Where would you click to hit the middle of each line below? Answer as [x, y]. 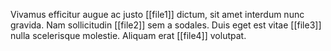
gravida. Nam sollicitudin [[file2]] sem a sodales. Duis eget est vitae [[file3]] [166, 25]
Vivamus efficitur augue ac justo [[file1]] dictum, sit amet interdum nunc [157, 14]
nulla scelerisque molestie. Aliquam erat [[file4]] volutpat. [128, 35]
